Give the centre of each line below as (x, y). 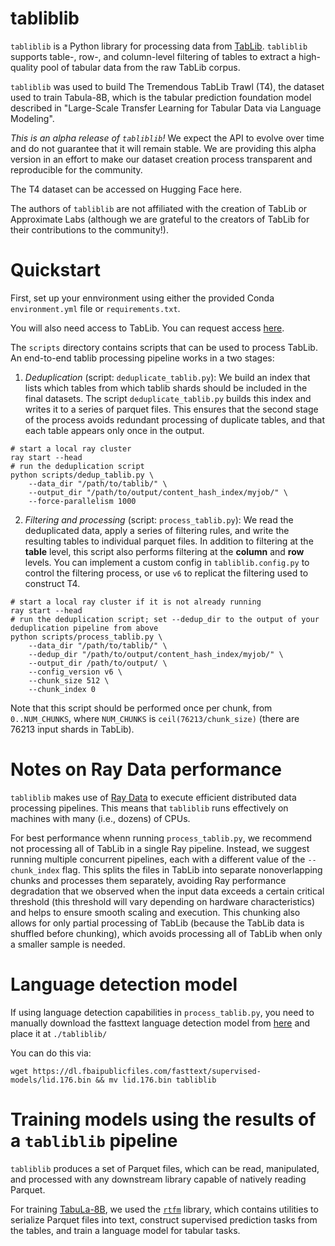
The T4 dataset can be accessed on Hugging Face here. (126, 189)
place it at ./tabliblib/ (59, 1033)
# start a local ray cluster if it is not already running (136, 602)
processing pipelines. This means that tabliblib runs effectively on (149, 808)
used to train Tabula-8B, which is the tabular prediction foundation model (161, 97)
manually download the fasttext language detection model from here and (160, 1023)
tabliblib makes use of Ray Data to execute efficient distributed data (153, 797)
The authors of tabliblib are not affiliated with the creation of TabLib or (159, 208)
